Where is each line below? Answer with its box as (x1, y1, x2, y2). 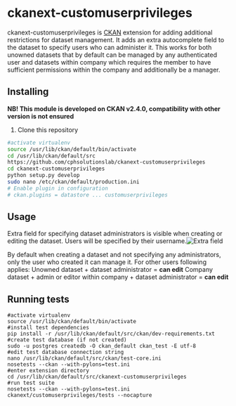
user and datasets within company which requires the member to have (7, 58, 211, 66)
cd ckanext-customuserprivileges (7, 165, 105, 173)
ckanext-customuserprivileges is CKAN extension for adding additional (7, 28, 213, 37)
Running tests (7, 293, 70, 305)
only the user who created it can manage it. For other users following (7, 258, 207, 266)
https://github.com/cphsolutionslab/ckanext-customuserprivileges (7, 159, 206, 166)
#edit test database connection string (7, 349, 124, 356)
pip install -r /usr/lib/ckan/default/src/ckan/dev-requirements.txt (7, 330, 216, 338)
